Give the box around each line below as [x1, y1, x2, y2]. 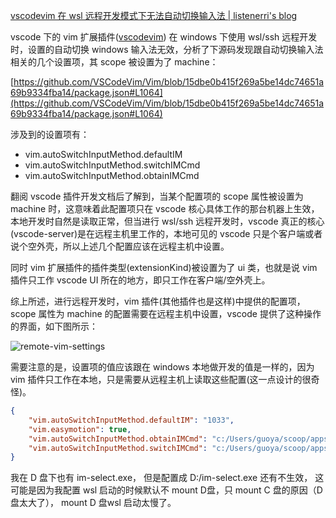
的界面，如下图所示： [10, 320, 98, 332]
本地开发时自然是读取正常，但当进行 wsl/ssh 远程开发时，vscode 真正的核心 [10, 215, 325, 227]
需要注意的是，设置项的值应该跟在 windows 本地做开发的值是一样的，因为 [10, 361, 315, 373]
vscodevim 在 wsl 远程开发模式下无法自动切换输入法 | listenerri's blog [10, 10, 298, 21]
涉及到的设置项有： [10, 129, 90, 140]
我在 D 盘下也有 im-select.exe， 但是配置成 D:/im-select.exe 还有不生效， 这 [10, 472, 325, 484]
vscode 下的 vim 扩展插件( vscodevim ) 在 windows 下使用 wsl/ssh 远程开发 [10, 31, 318, 43]
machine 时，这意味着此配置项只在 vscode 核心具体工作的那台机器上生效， [10, 203, 320, 214]
